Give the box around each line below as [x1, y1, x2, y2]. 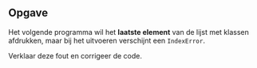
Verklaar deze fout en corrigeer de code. [8, 51, 142, 60]
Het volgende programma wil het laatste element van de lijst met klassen [8, 27, 249, 36]
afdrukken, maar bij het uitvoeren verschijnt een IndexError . [8, 36, 206, 45]
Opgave [8, 6, 49, 20]
